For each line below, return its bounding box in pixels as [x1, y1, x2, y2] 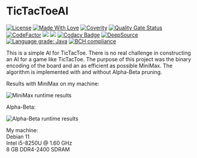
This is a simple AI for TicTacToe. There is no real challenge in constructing [6, 49, 192, 56]
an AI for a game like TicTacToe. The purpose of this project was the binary [6, 55, 192, 62]
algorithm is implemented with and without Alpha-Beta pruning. [6, 68, 163, 76]
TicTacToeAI [6, 4, 69, 18]
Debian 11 [6, 133, 30, 140]
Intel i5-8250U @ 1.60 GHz [6, 139, 72, 147]
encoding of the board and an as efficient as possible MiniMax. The [6, 62, 172, 69]
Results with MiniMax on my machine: [6, 80, 100, 87]
